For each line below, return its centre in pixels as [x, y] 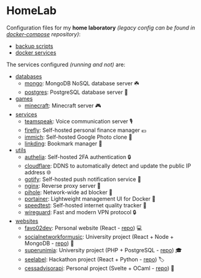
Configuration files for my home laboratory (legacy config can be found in [101, 28]
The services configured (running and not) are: [66, 64]
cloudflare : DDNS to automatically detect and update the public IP [108, 166]
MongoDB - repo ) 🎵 [49, 243]
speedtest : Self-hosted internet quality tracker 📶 [85, 205]
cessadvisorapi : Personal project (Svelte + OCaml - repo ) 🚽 [99, 268]
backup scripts [34, 46]
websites [27, 221]
